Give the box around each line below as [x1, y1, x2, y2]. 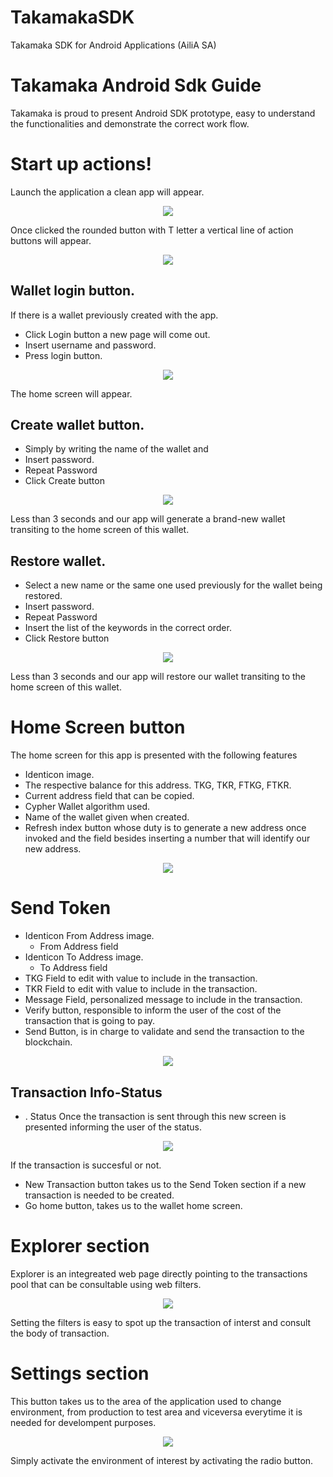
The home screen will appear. [10, 387, 133, 400]
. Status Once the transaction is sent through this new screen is [24, 1110, 287, 1122]
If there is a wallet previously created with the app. [10, 309, 219, 321]
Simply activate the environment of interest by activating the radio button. [10, 1454, 314, 1466]
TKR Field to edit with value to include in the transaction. [24, 983, 258, 995]
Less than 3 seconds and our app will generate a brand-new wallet [10, 513, 286, 525]
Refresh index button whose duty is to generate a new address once [24, 822, 307, 834]
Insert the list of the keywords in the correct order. [24, 622, 232, 634]
